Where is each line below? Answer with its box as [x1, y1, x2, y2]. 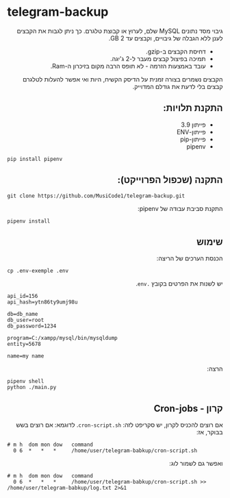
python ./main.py [7, 384, 57, 391]
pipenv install [7, 217, 51, 225]
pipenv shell [7, 378, 44, 385]
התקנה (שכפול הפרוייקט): [117, 174, 223, 186]
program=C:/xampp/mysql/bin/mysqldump [7, 335, 118, 342]
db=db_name [7, 311, 38, 318]
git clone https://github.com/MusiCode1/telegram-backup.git [7, 192, 186, 199]
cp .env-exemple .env [7, 268, 69, 275]
